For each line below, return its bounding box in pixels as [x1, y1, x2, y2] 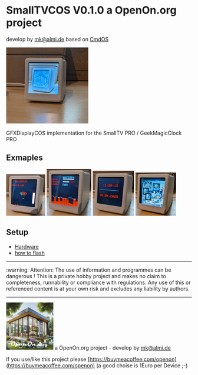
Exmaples [6, 153, 43, 163]
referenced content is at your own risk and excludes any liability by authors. [6, 285, 190, 292]
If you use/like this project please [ [6, 356, 90, 363]
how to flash [14, 249, 45, 256]
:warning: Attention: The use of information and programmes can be [6, 266, 171, 273]
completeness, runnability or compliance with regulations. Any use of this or [6, 279, 191, 286]
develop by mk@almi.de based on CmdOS [6, 35, 109, 43]
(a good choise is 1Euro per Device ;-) [96, 361, 188, 369]
